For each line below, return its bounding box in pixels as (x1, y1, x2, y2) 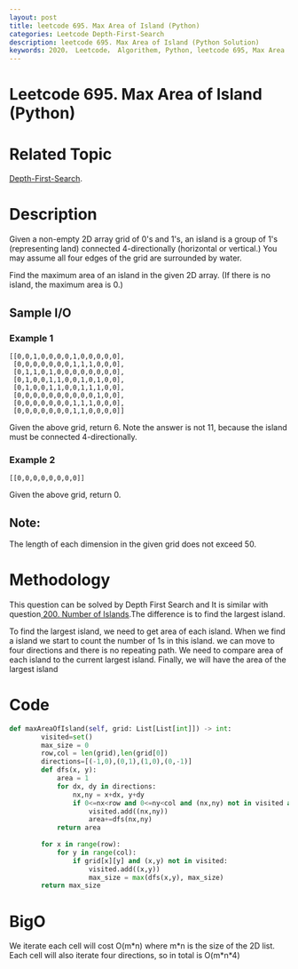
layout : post (9, 12, 58, 22)
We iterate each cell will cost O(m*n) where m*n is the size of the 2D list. (9, 941, 275, 951)
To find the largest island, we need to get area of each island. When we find (9, 626, 286, 637)
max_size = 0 (41, 741, 90, 749)
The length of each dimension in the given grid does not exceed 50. (9, 539, 257, 549)
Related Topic (9, 144, 113, 164)
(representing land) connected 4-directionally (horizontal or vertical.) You (9, 244, 278, 254)
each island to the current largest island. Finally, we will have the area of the (9, 654, 286, 665)
